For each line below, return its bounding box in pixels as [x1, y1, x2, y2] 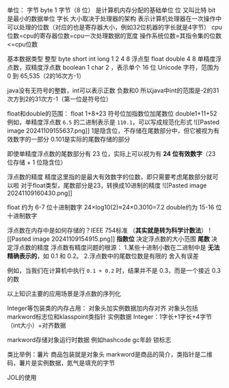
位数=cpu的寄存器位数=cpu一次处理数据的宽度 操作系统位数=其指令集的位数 [7, 31, 222, 40]
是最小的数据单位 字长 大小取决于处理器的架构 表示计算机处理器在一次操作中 [7, 14, 222, 23]
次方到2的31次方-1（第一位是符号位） [7, 95, 113, 103]
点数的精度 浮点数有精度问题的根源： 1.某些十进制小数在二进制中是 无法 [18, 244, 220, 251]
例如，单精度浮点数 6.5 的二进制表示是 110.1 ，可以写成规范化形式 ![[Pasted [7, 118, 220, 126]
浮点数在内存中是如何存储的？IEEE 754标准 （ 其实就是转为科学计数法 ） [7, 227, 208, 234]
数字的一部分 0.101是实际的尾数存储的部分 [12, 135, 131, 143]
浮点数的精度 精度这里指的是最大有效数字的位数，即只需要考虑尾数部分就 [7, 173, 213, 181]
